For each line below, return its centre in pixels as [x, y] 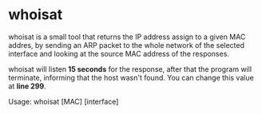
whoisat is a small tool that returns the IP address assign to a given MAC [127, 37]
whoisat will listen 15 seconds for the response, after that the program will [130, 69]
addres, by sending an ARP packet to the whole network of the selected [127, 45]
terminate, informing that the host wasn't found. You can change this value [131, 77]
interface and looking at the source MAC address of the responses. [119, 53]
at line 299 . [27, 86]
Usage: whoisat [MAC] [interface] [64, 101]
